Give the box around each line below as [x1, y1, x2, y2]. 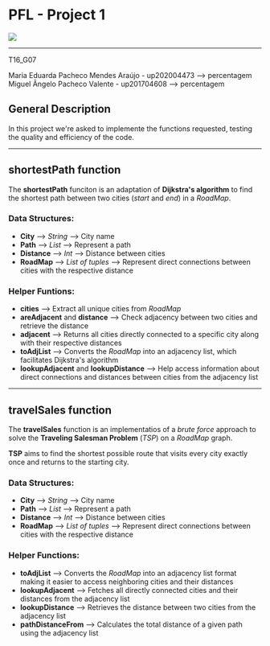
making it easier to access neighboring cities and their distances [19, 577, 234, 586]
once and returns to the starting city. [8, 457, 129, 467]
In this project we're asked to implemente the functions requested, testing [8, 123, 253, 134]
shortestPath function [8, 163, 121, 177]
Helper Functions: [8, 549, 80, 561]
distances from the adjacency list [19, 594, 130, 603]
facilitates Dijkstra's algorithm [19, 356, 119, 365]
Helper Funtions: [8, 286, 75, 297]
